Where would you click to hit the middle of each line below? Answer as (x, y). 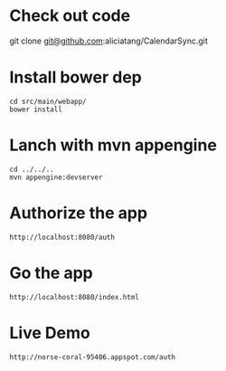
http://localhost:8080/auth (62, 237)
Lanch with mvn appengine (113, 145)
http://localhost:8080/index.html (75, 297)
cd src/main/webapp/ (48, 101)
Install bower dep (75, 77)
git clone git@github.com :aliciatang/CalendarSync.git (108, 41)
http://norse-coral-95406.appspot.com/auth (93, 357)
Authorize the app (78, 213)
